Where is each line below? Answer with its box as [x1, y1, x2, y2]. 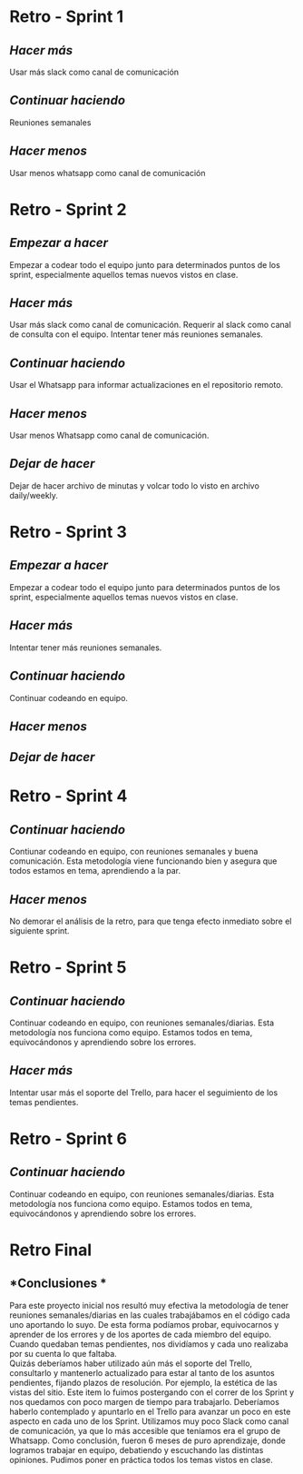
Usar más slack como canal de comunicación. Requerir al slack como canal [9, 320, 292, 331]
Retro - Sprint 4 [9, 786, 128, 806]
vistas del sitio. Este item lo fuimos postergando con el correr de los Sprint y [9, 1387, 295, 1398]
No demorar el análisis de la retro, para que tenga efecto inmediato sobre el [9, 915, 292, 927]
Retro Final [9, 1240, 93, 1261]
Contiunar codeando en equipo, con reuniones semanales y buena [9, 846, 259, 857]
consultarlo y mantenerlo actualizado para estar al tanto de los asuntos [9, 1367, 275, 1378]
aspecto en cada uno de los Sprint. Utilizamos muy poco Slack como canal [9, 1415, 289, 1427]
